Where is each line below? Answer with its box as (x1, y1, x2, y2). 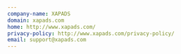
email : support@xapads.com (7, 36, 87, 43)
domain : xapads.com (7, 17, 65, 24)
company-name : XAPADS (7, 10, 71, 18)
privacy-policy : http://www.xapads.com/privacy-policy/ (7, 29, 175, 37)
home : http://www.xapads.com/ (7, 23, 96, 30)
